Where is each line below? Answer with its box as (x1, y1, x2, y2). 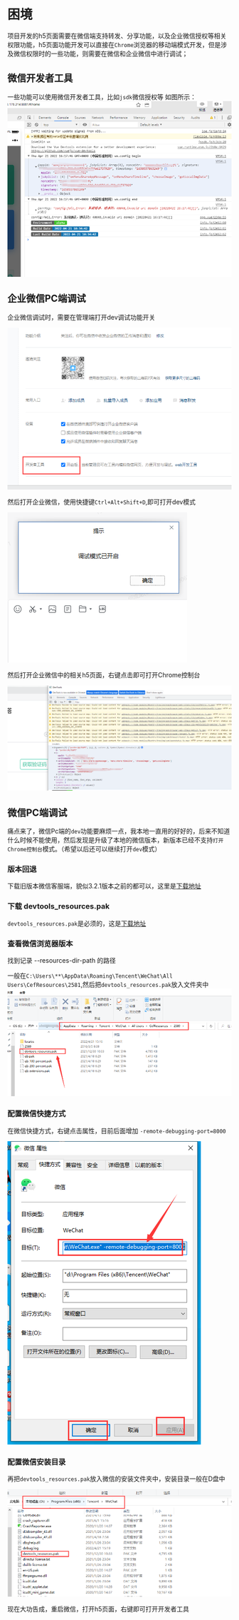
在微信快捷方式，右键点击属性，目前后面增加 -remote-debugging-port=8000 (7, 1126, 226, 1135)
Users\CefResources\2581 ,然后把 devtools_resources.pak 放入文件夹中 (7, 980, 209, 988)
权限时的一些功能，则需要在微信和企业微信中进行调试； (26, 49, 188, 58)
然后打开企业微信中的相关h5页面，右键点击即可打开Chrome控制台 (7, 671, 201, 679)
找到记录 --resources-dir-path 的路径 (7, 956, 116, 964)
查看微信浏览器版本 (7, 938, 73, 948)
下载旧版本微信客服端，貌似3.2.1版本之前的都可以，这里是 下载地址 (7, 882, 201, 891)
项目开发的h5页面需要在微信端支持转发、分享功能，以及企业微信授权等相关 (7, 31, 227, 40)
